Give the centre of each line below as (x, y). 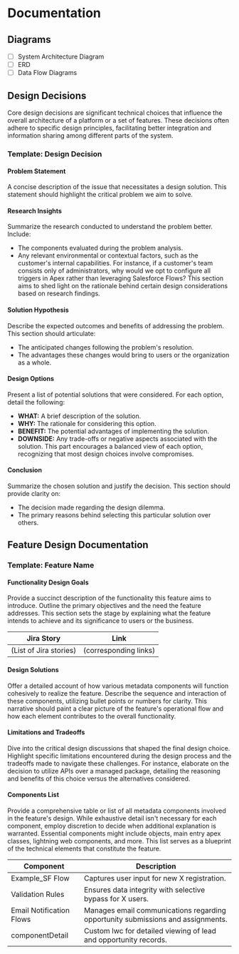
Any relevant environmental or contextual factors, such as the (108, 255)
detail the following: (36, 402)
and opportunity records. (126, 940)
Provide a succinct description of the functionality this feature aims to (110, 598)
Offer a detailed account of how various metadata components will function (118, 686)
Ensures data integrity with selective (145, 890)
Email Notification (40, 910)
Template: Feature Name (51, 565)
